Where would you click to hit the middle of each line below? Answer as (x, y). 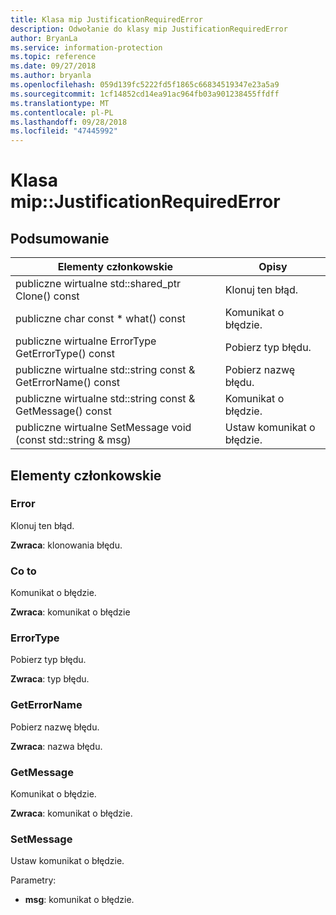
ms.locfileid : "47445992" (64, 131)
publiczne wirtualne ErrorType (86, 341)
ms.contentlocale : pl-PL (62, 112)
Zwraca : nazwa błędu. (56, 746)
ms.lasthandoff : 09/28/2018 (69, 122)
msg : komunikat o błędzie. (79, 900)
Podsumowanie (60, 238)
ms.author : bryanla (51, 76)
